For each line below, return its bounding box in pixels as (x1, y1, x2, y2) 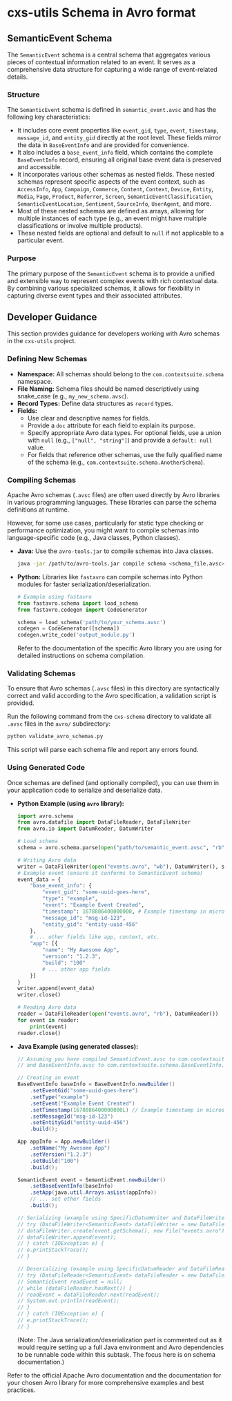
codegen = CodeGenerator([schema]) (17, 625, 120, 632)
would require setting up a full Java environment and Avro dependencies (17, 1343, 224, 1351)
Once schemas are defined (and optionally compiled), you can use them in (7, 778, 220, 786)
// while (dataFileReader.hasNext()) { (17, 1284, 133, 1292)
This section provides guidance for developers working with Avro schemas (7, 329, 220, 338)
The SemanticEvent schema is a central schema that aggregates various (7, 50, 211, 59)
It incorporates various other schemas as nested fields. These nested (17, 171, 215, 179)
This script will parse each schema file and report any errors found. (7, 746, 199, 754)
